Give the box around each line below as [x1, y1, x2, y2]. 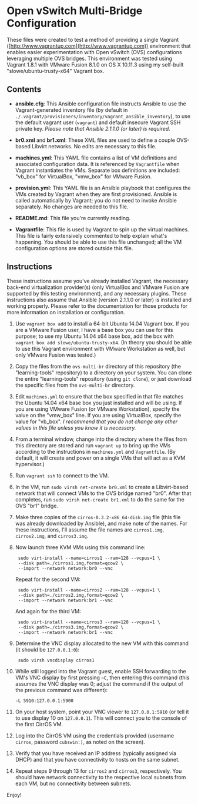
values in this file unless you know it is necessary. [15, 424, 136, 431]
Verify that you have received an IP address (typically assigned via [15, 749, 177, 757]
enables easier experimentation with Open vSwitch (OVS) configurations [6, 48, 182, 55]
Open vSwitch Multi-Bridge [6, 4, 143, 18]
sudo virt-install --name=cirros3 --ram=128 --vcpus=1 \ [18, 619, 160, 625]
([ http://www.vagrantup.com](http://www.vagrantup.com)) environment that [6, 42, 191, 49]
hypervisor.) [15, 460, 45, 467]
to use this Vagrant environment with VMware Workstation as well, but [15, 345, 186, 352]
